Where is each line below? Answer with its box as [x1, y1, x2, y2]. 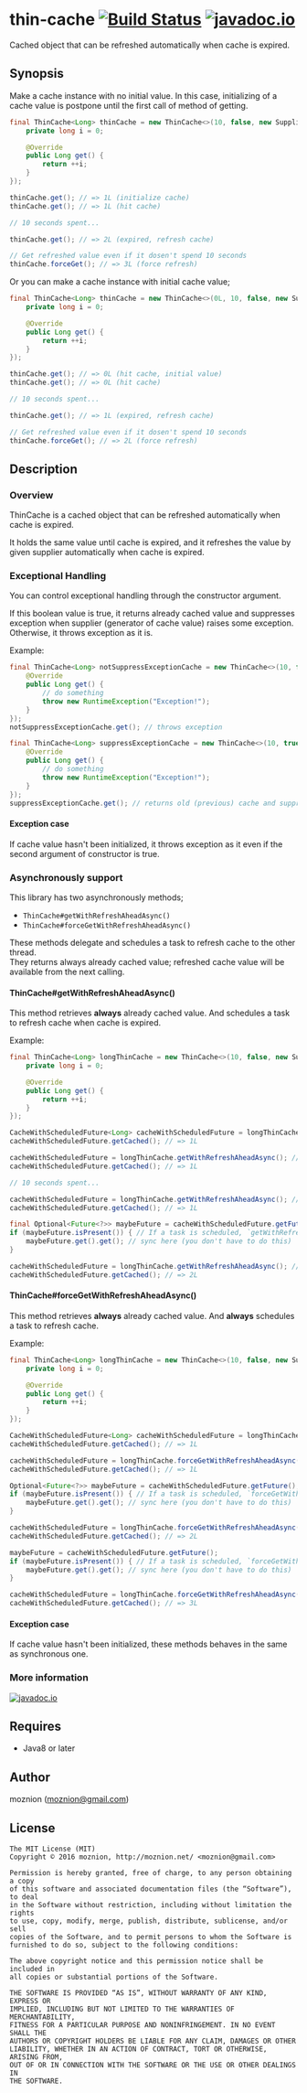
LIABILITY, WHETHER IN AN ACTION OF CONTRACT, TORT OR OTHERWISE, [9, 2045, 268, 2054]
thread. [9, 947, 37, 958]
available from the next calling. [9, 966, 125, 977]
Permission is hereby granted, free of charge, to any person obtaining [9, 1868, 292, 1877]
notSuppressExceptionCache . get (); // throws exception [9, 723, 223, 732]
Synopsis [9, 66, 64, 81]
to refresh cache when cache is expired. [9, 1017, 162, 1028]
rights [9, 1908, 35, 1917]
